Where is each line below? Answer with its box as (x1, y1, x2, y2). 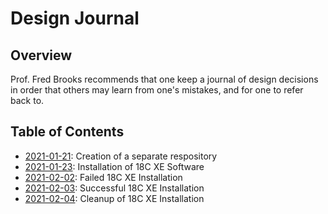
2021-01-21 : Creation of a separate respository (24, 150, 218, 162)
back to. (10, 95, 45, 106)
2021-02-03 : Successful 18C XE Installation (24, 182, 205, 194)
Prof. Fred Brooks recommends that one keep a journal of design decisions (10, 73, 319, 85)
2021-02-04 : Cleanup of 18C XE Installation (24, 192, 205, 204)
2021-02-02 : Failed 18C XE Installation (24, 171, 183, 183)
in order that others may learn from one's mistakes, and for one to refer (10, 84, 304, 96)
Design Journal (10, 7, 140, 30)
